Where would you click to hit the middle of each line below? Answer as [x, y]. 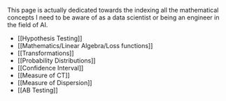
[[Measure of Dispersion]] [55, 83]
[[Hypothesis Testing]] [50, 38]
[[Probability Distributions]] [56, 61]
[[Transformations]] [46, 53]
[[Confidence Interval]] [50, 68]
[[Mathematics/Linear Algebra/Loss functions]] [85, 46]
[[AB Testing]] [37, 90]
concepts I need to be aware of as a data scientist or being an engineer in [113, 17]
